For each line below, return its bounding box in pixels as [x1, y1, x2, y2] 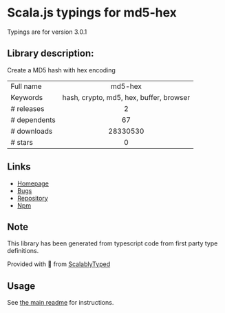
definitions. [7, 247, 39, 255]
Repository [17, 194, 48, 202]
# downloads [10, 126, 53, 136]
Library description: [7, 48, 94, 59]
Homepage [17, 179, 50, 188]
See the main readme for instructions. [7, 299, 114, 307]
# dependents [10, 115, 56, 125]
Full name [10, 81, 43, 91]
